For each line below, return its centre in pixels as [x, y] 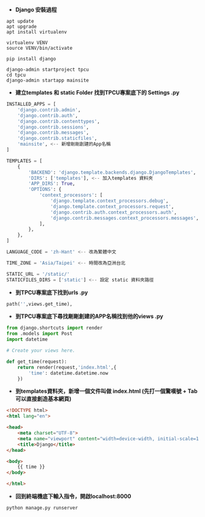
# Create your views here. [41, 351]
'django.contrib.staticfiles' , [57, 138]
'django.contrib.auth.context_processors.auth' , [113, 212]
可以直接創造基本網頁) [43, 399]
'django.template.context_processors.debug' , [109, 201]
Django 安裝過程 [36, 10]
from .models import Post [39, 334]
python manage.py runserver [42, 508]
